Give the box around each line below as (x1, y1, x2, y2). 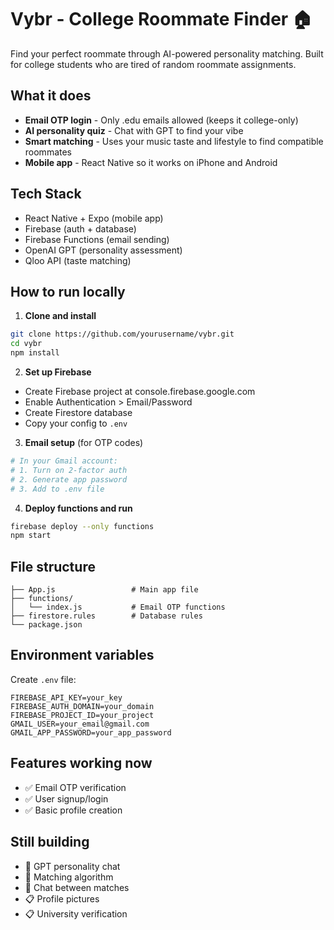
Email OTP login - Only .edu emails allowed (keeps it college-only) (24, 114, 299, 126)
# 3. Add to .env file (10, 484, 105, 494)
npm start (10, 531, 52, 541)
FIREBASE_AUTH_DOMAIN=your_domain (10, 701, 155, 711)
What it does (10, 87, 92, 105)
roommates (24, 146, 73, 158)
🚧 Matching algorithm (24, 871, 114, 883)
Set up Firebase (24, 366, 92, 378)
